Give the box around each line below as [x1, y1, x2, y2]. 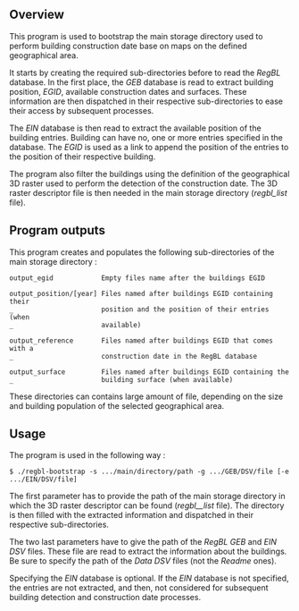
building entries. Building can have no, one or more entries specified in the [9, 132, 284, 142]
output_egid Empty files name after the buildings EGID [9, 273, 266, 283]
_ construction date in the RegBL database [9, 352, 257, 361]
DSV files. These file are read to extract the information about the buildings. [9, 546, 287, 557]
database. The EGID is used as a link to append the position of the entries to [9, 141, 289, 152]
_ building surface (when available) [9, 375, 234, 384]
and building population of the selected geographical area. [9, 400, 225, 411]
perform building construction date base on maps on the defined [9, 40, 247, 51]
